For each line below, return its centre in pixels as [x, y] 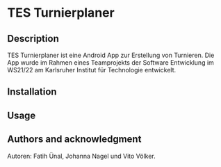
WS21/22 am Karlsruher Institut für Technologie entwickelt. [92, 70]
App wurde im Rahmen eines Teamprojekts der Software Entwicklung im [110, 63]
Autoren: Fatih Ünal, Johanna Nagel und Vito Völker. [82, 156]
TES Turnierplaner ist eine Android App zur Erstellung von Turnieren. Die [111, 55]
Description [33, 39]
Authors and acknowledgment [74, 140]
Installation [32, 92]
